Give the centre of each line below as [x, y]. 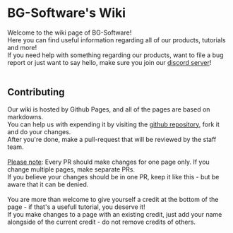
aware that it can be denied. [48, 184]
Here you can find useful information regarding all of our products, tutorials [116, 40]
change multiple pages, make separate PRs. [71, 169]
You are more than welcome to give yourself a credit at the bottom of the [113, 199]
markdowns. [25, 116]
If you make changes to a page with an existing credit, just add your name [115, 214]
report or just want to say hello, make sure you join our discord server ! [109, 62]
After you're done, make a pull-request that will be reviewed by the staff [112, 139]
